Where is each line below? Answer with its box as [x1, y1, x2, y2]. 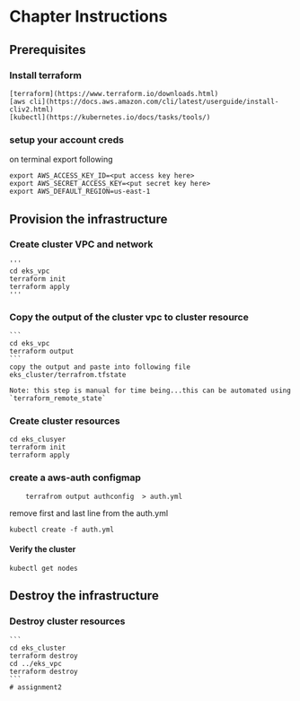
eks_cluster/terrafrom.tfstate [9, 371, 127, 380]
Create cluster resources [9, 415, 120, 427]
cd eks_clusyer [9, 435, 66, 444]
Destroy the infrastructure [9, 588, 159, 603]
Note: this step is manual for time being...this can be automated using [9, 386, 292, 396]
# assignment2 [9, 682, 63, 692]
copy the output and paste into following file [9, 363, 191, 372]
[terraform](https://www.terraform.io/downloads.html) [9, 89, 219, 98]
